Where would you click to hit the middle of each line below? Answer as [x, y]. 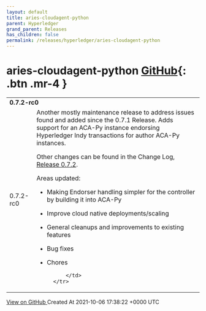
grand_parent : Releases [37, 29]
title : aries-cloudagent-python [48, 18]
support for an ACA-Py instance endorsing [98, 127]
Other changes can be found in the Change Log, [106, 157]
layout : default [27, 12]
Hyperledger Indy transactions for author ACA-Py [108, 135]
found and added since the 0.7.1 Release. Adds [105, 120]
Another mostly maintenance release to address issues [116, 112]
